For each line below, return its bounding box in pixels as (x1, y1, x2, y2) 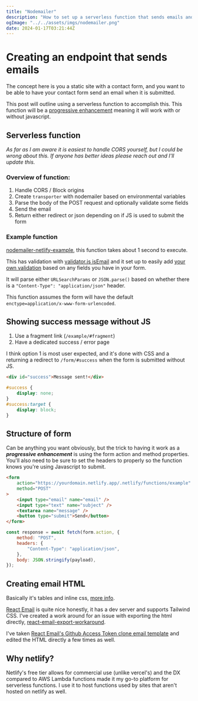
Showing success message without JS (6, 316, 151, 327)
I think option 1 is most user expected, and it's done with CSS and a (6, 350, 170, 357)
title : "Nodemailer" (6, 8, 57, 15)
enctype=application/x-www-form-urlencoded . (6, 299, 116, 306)
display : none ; (16, 390, 54, 396)
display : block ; (16, 406, 57, 413)
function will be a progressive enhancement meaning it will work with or (6, 107, 181, 114)
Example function (6, 233, 58, 241)
